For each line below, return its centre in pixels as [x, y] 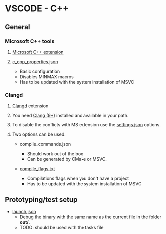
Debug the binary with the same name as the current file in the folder [90, 217]
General [18, 27]
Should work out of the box [55, 154]
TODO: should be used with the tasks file [62, 227]
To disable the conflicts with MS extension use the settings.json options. [86, 125]
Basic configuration [40, 71]
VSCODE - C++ [37, 9]
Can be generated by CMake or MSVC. [67, 159]
